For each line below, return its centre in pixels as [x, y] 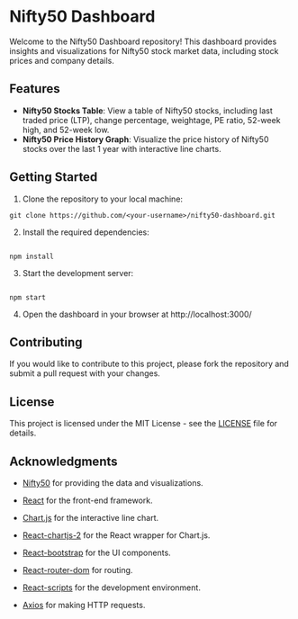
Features [35, 89]
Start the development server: [78, 273]
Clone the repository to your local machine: [102, 199]
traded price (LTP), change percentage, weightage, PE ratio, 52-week [151, 120]
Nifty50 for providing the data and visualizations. [113, 483]
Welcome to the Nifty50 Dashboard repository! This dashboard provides [143, 41]
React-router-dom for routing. [77, 570]
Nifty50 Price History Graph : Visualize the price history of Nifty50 [145, 139]
